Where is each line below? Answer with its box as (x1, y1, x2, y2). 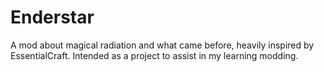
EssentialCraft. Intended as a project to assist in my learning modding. (10, 49, 299, 61)
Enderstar (10, 6, 95, 29)
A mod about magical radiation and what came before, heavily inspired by (10, 39, 315, 51)
